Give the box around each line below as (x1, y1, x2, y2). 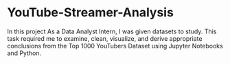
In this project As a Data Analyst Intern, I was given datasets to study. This (7, 27, 217, 35)
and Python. (7, 49, 42, 57)
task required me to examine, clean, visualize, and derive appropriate (7, 34, 203, 42)
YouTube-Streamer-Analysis (7, 5, 174, 20)
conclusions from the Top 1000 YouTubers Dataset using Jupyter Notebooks (7, 42, 223, 50)
